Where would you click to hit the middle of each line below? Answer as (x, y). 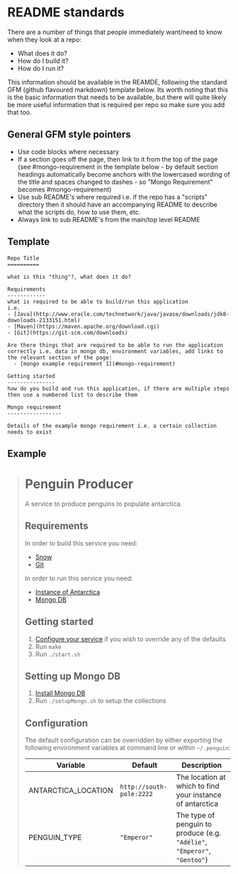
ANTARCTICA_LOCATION (70, 790)
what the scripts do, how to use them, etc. (79, 212)
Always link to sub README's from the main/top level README (109, 219)
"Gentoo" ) (192, 860)
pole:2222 (137, 794)
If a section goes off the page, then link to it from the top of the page (118, 159)
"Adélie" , (192, 842)
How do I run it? (41, 68)
